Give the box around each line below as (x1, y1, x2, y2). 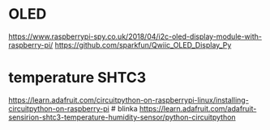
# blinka (110, 103, 138, 113)
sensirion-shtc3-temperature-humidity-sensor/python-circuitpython (8, 112, 237, 122)
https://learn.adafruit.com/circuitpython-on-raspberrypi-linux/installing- (8, 94, 249, 105)
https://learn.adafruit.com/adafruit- (139, 103, 257, 113)
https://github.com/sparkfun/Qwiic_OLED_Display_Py (54, 40, 232, 49)
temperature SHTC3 (8, 69, 147, 87)
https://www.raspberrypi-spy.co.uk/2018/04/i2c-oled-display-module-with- (8, 31, 262, 41)
